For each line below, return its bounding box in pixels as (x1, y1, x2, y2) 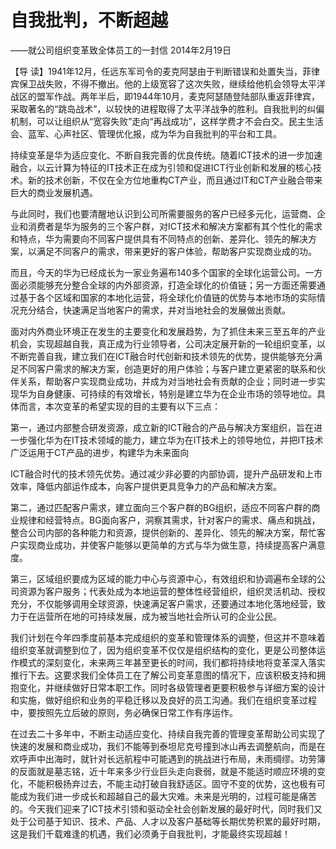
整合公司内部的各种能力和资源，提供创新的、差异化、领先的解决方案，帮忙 (10, 526, 317, 538)
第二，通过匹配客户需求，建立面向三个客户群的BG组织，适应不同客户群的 (10, 501, 312, 513)
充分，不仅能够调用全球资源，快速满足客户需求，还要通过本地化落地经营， (10, 597, 317, 610)
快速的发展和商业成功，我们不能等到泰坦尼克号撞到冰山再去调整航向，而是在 (10, 740, 326, 752)
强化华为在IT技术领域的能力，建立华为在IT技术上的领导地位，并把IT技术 (27, 434, 324, 446)
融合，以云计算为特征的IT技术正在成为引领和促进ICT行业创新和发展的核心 (10, 161, 313, 173)
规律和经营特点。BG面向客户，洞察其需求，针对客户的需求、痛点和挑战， (18, 514, 321, 526)
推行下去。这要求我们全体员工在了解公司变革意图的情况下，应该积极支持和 (10, 669, 317, 681)
